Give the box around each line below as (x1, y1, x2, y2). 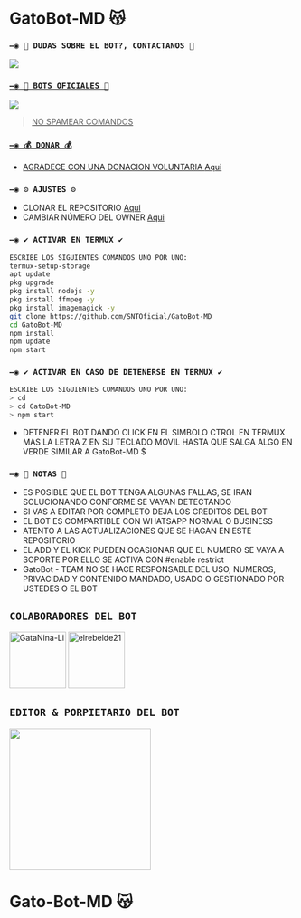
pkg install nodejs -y (9, 287, 95, 296)
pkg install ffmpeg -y (9, 295, 95, 304)
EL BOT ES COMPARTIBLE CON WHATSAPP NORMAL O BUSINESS (22, 516, 274, 527)
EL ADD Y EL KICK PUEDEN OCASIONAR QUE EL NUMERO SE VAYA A (22, 545, 285, 556)
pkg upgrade (9, 278, 54, 288)
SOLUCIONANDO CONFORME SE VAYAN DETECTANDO (22, 497, 232, 508)
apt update (9, 270, 51, 279)
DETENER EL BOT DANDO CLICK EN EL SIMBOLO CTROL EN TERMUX (22, 426, 286, 437)
